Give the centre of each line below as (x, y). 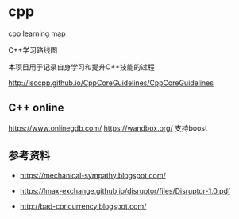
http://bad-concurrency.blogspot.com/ (83, 206)
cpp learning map (37, 33)
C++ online (36, 108)
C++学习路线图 (33, 49)
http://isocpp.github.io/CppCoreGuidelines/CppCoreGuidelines (111, 83)
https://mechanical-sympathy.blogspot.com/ (93, 175)
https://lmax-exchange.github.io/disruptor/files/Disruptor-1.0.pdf (125, 190)
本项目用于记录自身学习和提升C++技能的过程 (81, 67)
